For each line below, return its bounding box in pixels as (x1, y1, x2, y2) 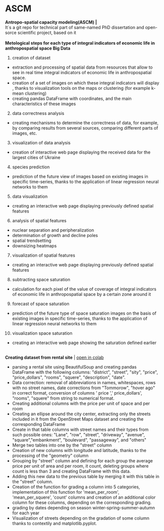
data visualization (12, 193, 48, 199)
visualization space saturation (12, 330, 72, 336)
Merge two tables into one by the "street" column (12, 442, 112, 448)
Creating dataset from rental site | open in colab (5, 354, 104, 360)
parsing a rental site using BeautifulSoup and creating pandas (12, 364, 137, 370)
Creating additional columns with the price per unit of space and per (12, 400, 150, 406)
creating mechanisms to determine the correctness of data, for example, (12, 120, 159, 126)
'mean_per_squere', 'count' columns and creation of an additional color (12, 494, 156, 500)
